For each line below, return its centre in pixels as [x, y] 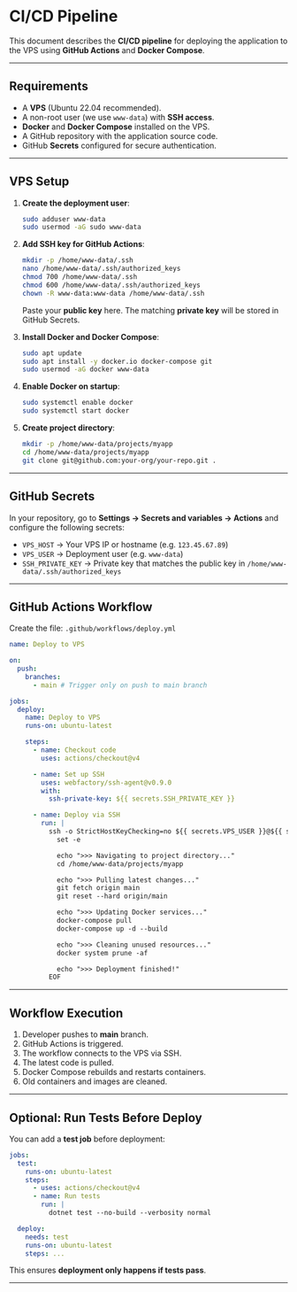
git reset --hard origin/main [112, 896]
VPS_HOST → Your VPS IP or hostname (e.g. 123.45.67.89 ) [125, 544]
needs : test [47, 1237]
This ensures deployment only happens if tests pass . [108, 1270]
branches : [43, 677]
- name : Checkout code [74, 750]
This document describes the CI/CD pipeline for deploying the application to [148, 41]
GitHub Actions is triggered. [72, 1044]
